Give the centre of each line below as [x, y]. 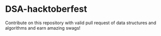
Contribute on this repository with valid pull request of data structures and [81, 23]
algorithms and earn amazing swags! [43, 28]
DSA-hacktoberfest [46, 9]
